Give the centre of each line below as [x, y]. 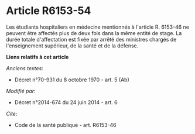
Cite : [12, 114]
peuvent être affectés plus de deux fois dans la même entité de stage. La [94, 33]
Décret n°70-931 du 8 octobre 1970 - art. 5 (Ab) [72, 80]
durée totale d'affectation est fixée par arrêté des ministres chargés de [91, 39]
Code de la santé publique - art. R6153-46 [65, 125]
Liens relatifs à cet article [37, 57]
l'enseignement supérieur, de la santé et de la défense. [72, 46]
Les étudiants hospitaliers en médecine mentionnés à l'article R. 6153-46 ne [97, 27]
